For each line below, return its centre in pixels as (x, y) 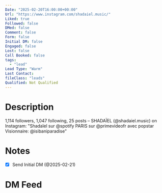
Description (29, 107)
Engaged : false (21, 46)
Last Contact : (20, 74)
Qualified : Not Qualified (31, 83)
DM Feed (24, 184)
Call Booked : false (25, 55)
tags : (11, 60)
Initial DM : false (24, 42)
